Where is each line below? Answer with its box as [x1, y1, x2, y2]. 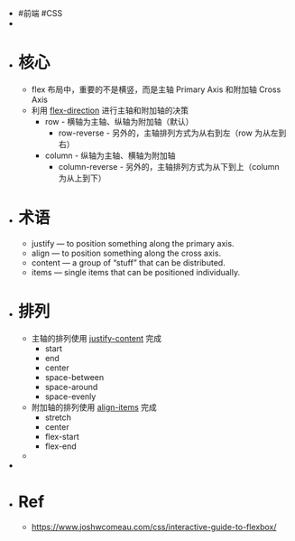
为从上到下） [58, 173, 106, 183]
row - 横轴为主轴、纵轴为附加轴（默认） [44, 116, 194, 126]
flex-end [44, 441, 77, 452]
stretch [44, 412, 72, 423]
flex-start [44, 431, 79, 442]
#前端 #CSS [17, 8, 63, 18]
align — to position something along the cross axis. [31, 247, 222, 258]
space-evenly [44, 391, 97, 402]
